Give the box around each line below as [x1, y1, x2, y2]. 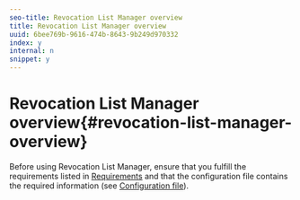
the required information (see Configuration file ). [9, 180, 190, 191]
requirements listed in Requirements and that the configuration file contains [9, 170, 288, 181]
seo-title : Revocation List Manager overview [9, 13, 182, 22]
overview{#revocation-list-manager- [9, 113, 293, 133]
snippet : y [9, 55, 50, 64]
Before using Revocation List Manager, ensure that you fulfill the [9, 161, 247, 171]
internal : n [9, 47, 54, 56]
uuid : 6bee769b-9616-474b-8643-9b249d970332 [9, 30, 179, 39]
